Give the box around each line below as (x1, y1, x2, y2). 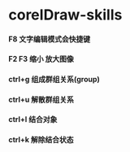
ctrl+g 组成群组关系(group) (8, 74, 100, 84)
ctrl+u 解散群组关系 (8, 94, 75, 104)
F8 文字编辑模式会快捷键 (8, 34, 91, 44)
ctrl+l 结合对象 (8, 115, 58, 124)
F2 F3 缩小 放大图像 (8, 54, 75, 64)
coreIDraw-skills (8, 6, 123, 24)
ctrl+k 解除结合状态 (8, 134, 75, 144)
